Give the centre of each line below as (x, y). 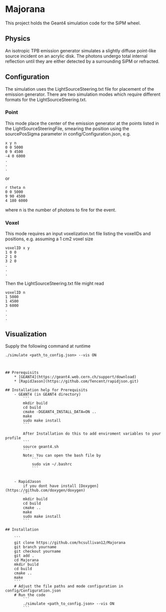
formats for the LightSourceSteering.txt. (46, 99)
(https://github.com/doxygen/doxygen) (45, 490)
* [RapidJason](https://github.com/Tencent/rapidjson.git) (77, 381)
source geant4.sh (41, 447)
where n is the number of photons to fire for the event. (61, 210)
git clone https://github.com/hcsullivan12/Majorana (70, 542)
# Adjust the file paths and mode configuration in (69, 586)
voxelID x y (17, 248)
